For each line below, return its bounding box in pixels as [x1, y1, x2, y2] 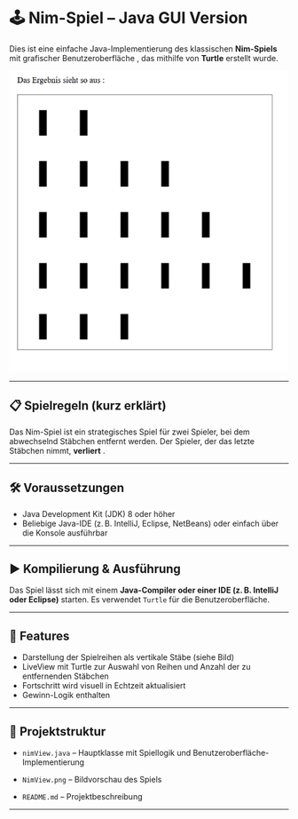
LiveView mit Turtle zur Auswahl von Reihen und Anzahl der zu [21, 662, 251, 672]
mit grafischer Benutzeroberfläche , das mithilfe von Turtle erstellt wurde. [9, 52, 278, 63]
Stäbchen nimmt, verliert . [9, 445, 106, 456]
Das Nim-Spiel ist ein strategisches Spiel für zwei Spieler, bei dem [9, 426, 250, 437]
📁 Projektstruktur [9, 724, 106, 739]
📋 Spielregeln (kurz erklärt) [9, 398, 167, 414]
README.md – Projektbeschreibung [21, 791, 143, 801]
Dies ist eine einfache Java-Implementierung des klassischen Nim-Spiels [9, 43, 278, 54]
